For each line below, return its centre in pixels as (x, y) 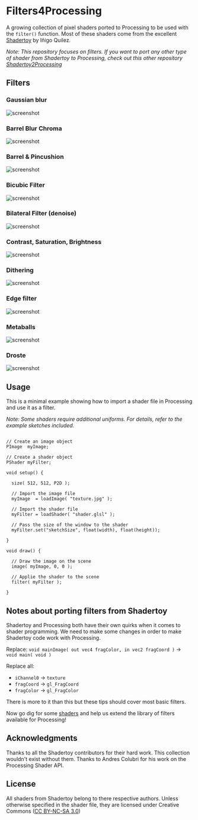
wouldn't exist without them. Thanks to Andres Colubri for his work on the (96, 759)
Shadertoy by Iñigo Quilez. (39, 40)
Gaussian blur (27, 100)
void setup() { (25, 473)
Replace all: (20, 666)
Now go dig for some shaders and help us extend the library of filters (90, 713)
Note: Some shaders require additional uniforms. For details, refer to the (94, 419)
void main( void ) (29, 655)
